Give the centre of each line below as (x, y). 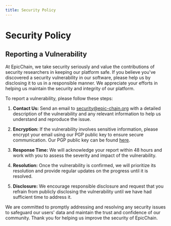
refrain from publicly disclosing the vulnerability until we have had (82, 191)
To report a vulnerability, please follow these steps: (59, 98)
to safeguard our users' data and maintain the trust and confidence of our (83, 212)
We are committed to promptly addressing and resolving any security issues (85, 207)
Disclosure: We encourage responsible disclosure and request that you (88, 186)
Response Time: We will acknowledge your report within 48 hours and (87, 150)
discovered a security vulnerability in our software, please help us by (78, 77)
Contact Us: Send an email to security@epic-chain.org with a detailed (87, 108)
